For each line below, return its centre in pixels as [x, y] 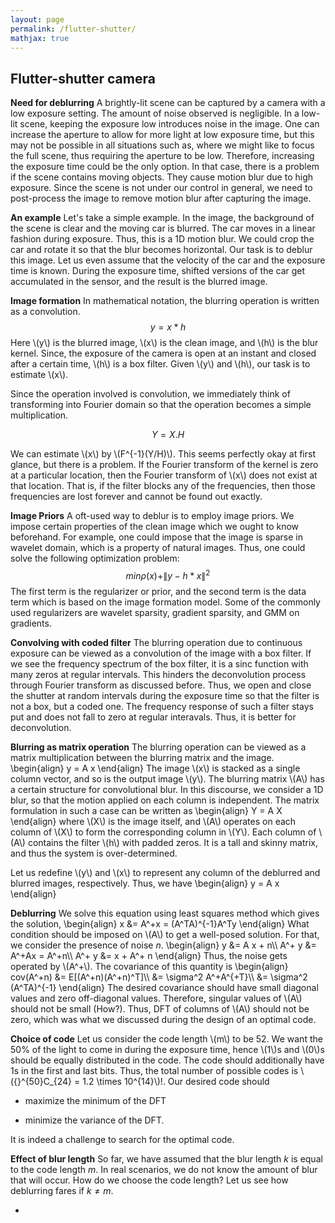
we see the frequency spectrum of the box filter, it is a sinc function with [159, 663]
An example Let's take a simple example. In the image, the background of [162, 218]
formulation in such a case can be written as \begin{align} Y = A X [146, 810]
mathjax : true [40, 38]
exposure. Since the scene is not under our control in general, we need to [161, 188]
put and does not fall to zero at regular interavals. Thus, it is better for [153, 717]
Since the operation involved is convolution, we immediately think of [150, 394]
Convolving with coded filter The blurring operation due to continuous [156, 642]
